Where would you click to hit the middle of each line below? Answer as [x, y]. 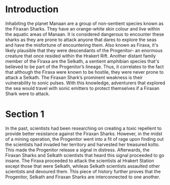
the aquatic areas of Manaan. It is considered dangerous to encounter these [85, 34]
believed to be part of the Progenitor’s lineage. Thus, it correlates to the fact [84, 67]
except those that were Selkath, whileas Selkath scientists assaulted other [83, 166]
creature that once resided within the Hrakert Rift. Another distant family [81, 56]
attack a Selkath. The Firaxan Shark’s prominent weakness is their [74, 77]
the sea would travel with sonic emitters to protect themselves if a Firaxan [82, 88]
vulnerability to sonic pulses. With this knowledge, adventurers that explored [85, 83]
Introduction [32, 9]
